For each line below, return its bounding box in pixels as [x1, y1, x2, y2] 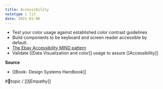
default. [12, 40, 28, 46]
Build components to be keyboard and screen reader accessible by [12, 35, 147, 40]
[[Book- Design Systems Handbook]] [12, 69, 87, 75]
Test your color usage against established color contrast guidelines [12, 30, 147, 36]
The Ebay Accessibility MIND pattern [12, 45, 86, 51]
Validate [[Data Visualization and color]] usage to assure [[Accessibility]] [12, 50, 159, 56]
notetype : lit [5, 12, 36, 17]
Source [5, 59, 20, 66]
